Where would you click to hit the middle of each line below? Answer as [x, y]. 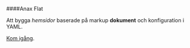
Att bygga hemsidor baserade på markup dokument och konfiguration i [95, 20]
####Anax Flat [25, 9]
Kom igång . [21, 38]
